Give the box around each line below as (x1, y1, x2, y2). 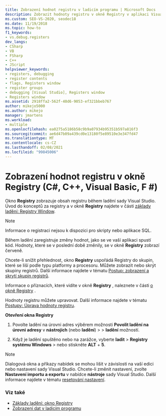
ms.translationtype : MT (5, 136, 54, 141)
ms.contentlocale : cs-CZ (5, 140, 56, 146)
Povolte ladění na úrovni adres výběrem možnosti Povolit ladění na (12, 322, 149, 328)
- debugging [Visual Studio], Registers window (5, 90, 105, 95)
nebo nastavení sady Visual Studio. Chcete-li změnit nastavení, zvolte (5, 366, 147, 372)
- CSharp (5, 44, 23, 49)
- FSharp (5, 53, 23, 58)
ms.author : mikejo (5, 108, 43, 114)
